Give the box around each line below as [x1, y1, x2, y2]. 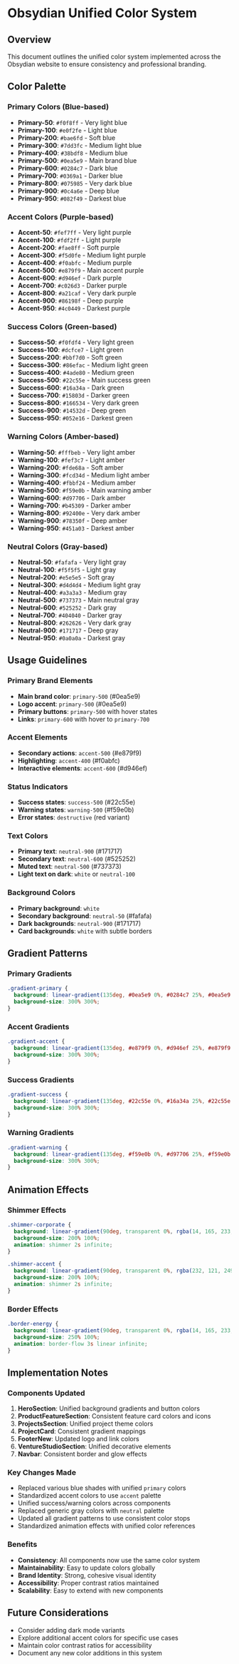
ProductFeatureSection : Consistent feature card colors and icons [17, 1412, 211, 1421]
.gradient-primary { [7, 985, 69, 992]
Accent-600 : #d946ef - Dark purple [17, 273, 122, 282]
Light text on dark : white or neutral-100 [17, 869, 136, 879]
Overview [7, 34, 52, 46]
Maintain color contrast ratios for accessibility [17, 1640, 152, 1650]
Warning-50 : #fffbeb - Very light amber [17, 448, 136, 456]
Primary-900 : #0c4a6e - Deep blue [17, 186, 119, 195]
